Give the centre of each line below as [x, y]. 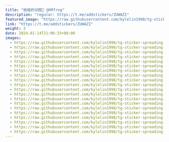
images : [13, 38]
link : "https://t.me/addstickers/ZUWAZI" [49, 24]
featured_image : [22, 19]
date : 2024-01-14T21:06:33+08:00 [40, 33]
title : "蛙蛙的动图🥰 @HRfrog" [35, 10]
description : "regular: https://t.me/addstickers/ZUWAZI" [67, 15]
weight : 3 [16, 29]
